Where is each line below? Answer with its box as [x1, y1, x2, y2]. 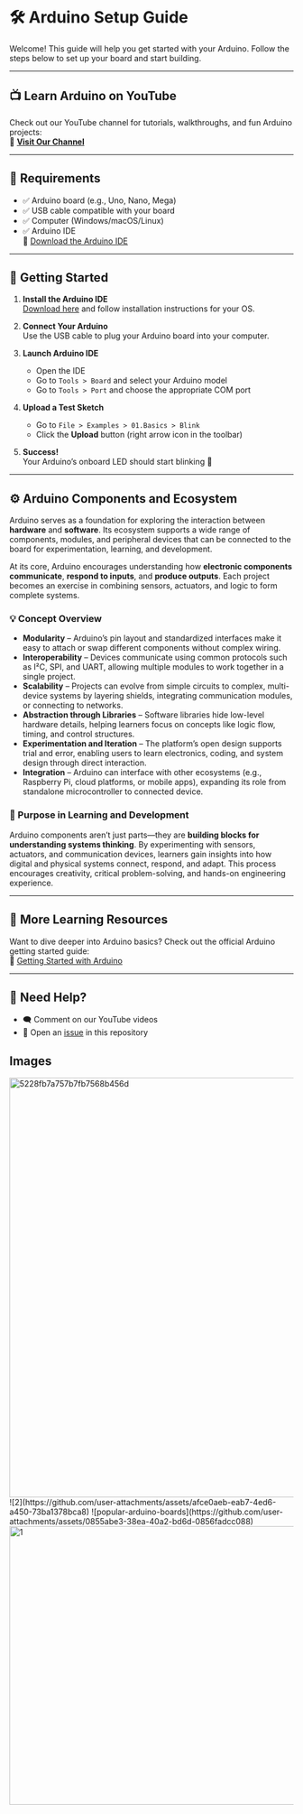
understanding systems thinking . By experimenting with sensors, [9, 838, 256, 849]
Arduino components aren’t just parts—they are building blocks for [9, 829, 260, 840]
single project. [22, 671, 77, 682]
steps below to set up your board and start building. [9, 52, 202, 63]
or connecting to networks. [22, 700, 124, 711]
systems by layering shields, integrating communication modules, [49, 690, 293, 701]
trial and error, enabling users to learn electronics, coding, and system [22, 748, 284, 759]
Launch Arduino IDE [22, 348, 99, 359]
